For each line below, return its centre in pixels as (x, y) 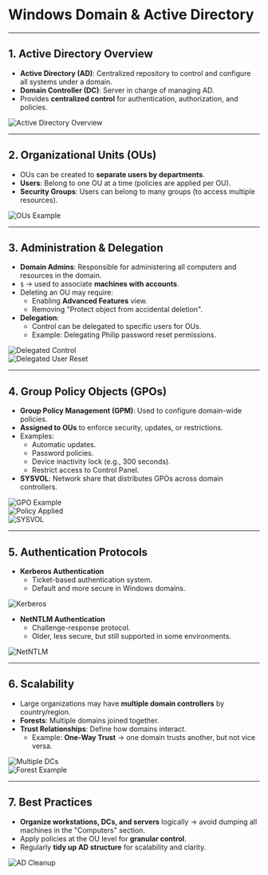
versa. (42, 746)
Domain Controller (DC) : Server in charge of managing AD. (117, 90)
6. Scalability (41, 684)
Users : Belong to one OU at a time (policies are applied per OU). (125, 183)
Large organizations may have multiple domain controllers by (122, 703)
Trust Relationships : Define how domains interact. (103, 729)
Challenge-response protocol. (81, 628)
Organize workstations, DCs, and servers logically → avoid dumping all (138, 822)
